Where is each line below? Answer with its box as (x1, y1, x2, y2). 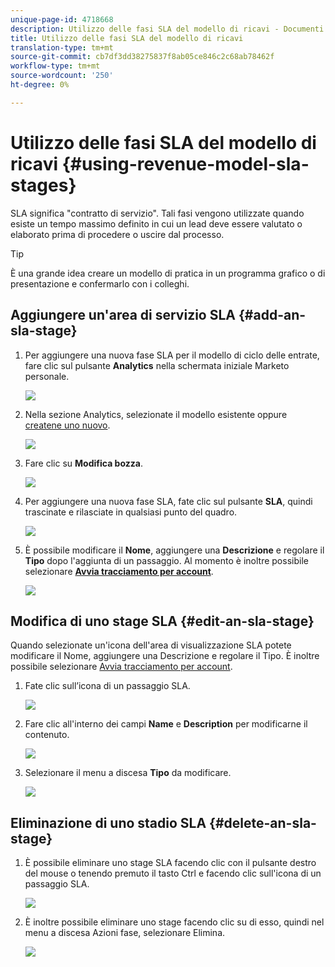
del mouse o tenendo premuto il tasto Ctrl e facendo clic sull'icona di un (24, 867, 322, 880)
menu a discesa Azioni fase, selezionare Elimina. (24, 927, 226, 939)
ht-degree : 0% (10, 80, 70, 90)
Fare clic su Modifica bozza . (24, 457, 143, 469)
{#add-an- (238, 307, 307, 324)
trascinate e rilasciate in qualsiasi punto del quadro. (24, 506, 238, 518)
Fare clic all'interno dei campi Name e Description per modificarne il (24, 718, 308, 730)
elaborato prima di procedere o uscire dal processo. (10, 228, 225, 240)
